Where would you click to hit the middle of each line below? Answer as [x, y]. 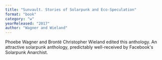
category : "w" [20, 19]
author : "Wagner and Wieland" [37, 28]
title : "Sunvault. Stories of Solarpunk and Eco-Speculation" [71, 10]
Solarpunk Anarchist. [27, 53]
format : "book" [21, 14]
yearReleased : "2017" [28, 23]
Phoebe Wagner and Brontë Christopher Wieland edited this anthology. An [81, 42]
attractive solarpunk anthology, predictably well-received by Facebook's [79, 47]
